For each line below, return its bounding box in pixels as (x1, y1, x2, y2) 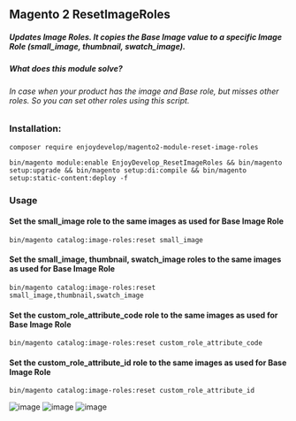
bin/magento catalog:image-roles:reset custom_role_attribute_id (9, 387, 254, 395)
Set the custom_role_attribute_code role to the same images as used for (9, 310, 278, 320)
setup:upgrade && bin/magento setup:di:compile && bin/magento (9, 165, 247, 175)
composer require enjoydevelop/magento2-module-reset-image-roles (9, 142, 259, 151)
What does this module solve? (9, 64, 124, 74)
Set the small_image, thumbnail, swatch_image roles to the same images (9, 254, 282, 264)
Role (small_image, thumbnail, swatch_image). (9, 41, 186, 51)
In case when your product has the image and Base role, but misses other (9, 86, 279, 96)
